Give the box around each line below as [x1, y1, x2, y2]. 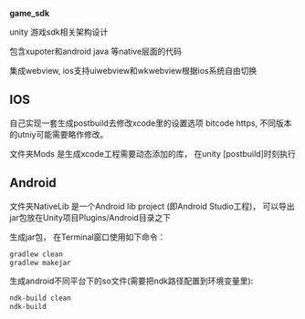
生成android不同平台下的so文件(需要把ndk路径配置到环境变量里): [9, 275, 254, 286]
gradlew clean [9, 250, 64, 259]
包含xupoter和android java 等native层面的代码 [9, 46, 183, 57]
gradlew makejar [9, 258, 71, 267]
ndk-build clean [9, 293, 71, 304]
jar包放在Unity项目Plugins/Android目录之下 [9, 211, 172, 222]
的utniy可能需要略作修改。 [9, 129, 109, 139]
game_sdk [9, 8, 50, 18]
